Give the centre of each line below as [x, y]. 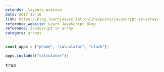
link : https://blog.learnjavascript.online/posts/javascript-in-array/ [82, 19]
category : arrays [23, 33]
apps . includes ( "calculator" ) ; [37, 55]
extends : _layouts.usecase [34, 10]
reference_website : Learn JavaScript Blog [50, 24]
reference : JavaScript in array [39, 28]
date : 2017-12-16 [23, 14]
